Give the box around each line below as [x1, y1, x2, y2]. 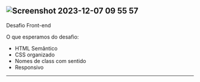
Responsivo [14, 64, 44, 71]
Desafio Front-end [6, 21, 51, 29]
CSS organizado [14, 51, 55, 58]
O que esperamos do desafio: [6, 33, 79, 40]
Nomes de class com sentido [14, 57, 86, 64]
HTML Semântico [14, 45, 58, 52]
